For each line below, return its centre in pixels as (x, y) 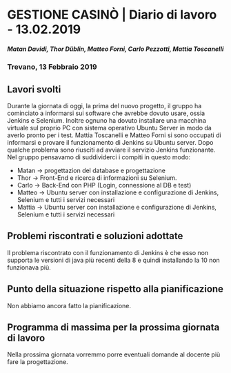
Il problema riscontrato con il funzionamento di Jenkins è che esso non (108, 252)
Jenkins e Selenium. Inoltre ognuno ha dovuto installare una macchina (107, 120)
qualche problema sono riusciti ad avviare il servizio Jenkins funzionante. (111, 150)
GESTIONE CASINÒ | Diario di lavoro (112, 15)
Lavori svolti (34, 89)
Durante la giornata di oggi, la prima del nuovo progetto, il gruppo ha (104, 105)
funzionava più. (29, 267)
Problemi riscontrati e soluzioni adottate (95, 236)
